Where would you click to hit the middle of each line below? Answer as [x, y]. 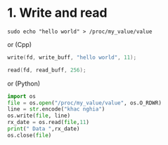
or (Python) [24, 83]
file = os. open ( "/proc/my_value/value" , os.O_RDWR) [84, 103]
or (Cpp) [20, 44]
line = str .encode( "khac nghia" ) [56, 109]
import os [22, 96]
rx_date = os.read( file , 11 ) [49, 123]
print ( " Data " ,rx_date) [44, 129]
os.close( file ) [30, 135]
